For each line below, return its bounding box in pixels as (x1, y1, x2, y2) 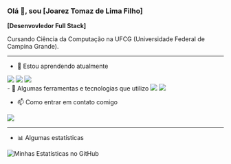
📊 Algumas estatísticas (16, 134, 84, 142)
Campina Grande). (7, 43, 59, 51)
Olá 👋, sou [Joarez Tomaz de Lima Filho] (7, 6, 143, 16)
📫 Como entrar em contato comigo (16, 98, 118, 106)
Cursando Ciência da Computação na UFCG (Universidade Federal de (7, 35, 205, 43)
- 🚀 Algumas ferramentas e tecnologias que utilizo (7, 84, 149, 93)
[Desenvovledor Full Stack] (7, 22, 87, 30)
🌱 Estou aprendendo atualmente (16, 62, 109, 71)
